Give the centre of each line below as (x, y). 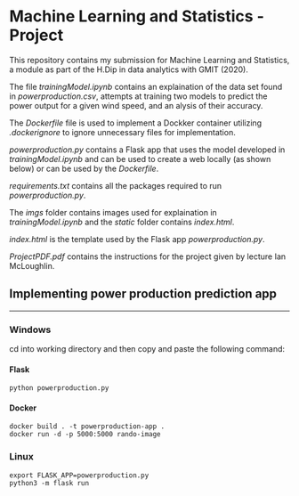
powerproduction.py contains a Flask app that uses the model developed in (147, 150)
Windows (30, 329)
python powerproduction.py (59, 388)
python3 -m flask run (49, 483)
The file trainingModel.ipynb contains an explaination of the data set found (146, 86)
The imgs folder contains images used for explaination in (113, 212)
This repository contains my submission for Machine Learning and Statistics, (149, 60)
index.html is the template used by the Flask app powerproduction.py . (137, 239)
